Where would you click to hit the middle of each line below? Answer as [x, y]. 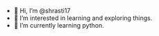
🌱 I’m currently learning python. [59, 25]
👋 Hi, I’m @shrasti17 [42, 11]
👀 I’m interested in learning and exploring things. [83, 18]
